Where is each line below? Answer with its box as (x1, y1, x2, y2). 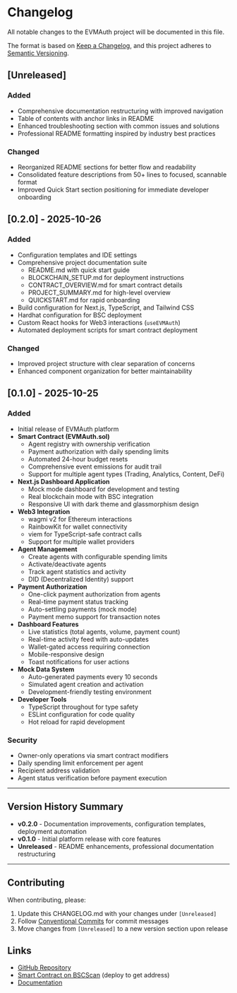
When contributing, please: (7, 895, 86, 904)
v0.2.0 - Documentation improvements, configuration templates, (17, 819, 206, 828)
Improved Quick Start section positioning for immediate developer (17, 185, 209, 194)
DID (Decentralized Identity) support (28, 575, 134, 583)
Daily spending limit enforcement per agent (17, 758, 143, 767)
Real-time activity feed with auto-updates (28, 635, 150, 643)
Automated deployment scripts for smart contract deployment (17, 326, 197, 334)
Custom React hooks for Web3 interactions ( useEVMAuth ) (17, 318, 181, 327)
